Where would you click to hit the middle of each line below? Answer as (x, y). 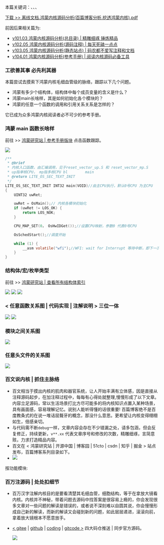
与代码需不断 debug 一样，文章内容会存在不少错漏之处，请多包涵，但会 (82, 428)
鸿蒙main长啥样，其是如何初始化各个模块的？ (58, 98)
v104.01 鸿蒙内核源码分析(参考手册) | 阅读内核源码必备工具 (71, 57)
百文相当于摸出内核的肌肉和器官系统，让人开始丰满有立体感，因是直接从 (85, 391)
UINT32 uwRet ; (28, 195)
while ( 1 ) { (26, 243)
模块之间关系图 (23, 331)
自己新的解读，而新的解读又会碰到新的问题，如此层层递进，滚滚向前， (87, 512)
